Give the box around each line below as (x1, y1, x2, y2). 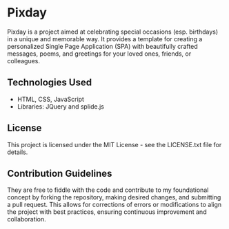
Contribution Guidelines (7, 167, 112, 179)
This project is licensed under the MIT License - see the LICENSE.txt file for (7, 140, 222, 149)
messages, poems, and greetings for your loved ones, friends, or (7, 50, 192, 58)
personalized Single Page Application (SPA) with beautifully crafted (7, 42, 198, 50)
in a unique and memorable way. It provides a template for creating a (7, 34, 203, 43)
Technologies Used (7, 77, 92, 89)
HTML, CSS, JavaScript (17, 95, 85, 103)
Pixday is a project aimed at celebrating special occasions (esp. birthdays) (7, 28, 219, 36)
